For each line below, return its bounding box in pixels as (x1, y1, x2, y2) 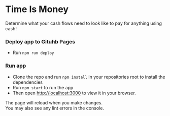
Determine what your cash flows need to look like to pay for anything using (5, 20, 162, 26)
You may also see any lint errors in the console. (5, 105, 104, 111)
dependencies (12, 79, 43, 85)
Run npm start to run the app (12, 84, 74, 90)
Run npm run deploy (12, 49, 54, 56)
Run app (5, 62, 26, 69)
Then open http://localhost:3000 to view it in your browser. (12, 90, 136, 96)
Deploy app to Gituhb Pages (5, 38, 75, 45)
